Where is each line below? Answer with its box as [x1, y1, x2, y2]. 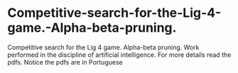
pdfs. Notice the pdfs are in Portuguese [7, 58, 123, 66]
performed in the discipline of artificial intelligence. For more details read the [7, 51, 232, 59]
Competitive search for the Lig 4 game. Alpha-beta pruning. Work [7, 43, 200, 51]
